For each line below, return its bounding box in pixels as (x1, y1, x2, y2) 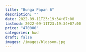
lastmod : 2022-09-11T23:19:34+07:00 (5, 21, 81, 26)
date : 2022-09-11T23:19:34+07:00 (5, 16, 75, 21)
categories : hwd (5, 30, 39, 35)
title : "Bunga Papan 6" (5, 7, 55, 12)
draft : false (5, 35, 32, 40)
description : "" (5, 12, 39, 17)
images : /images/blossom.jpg (5, 40, 66, 45)
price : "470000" (5, 26, 39, 31)
